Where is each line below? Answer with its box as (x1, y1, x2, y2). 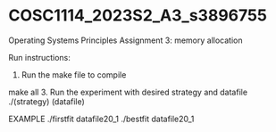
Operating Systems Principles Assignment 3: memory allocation (8, 35, 243, 45)
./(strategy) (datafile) (8, 95, 86, 107)
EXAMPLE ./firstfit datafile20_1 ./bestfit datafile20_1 (8, 113, 195, 124)
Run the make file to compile (21, 69, 127, 80)
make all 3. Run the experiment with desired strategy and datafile (8, 87, 247, 97)
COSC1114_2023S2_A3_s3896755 (8, 5, 267, 26)
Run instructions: (8, 52, 71, 62)
